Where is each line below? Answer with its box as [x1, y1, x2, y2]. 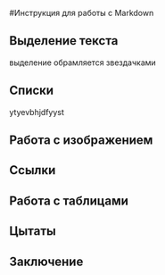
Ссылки [9, 162, 56, 178]
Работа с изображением [9, 133, 153, 148]
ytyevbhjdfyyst [9, 106, 65, 117]
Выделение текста [9, 33, 119, 48]
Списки [9, 83, 54, 98]
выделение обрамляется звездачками [9, 57, 156, 68]
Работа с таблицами [9, 193, 129, 208]
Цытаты [9, 223, 56, 239]
